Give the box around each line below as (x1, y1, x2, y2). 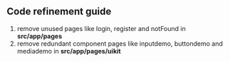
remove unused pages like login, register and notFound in (16, 24, 186, 32)
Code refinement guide (6, 6, 112, 18)
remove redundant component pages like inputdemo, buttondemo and (16, 39, 224, 48)
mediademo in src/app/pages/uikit (16, 46, 122, 55)
